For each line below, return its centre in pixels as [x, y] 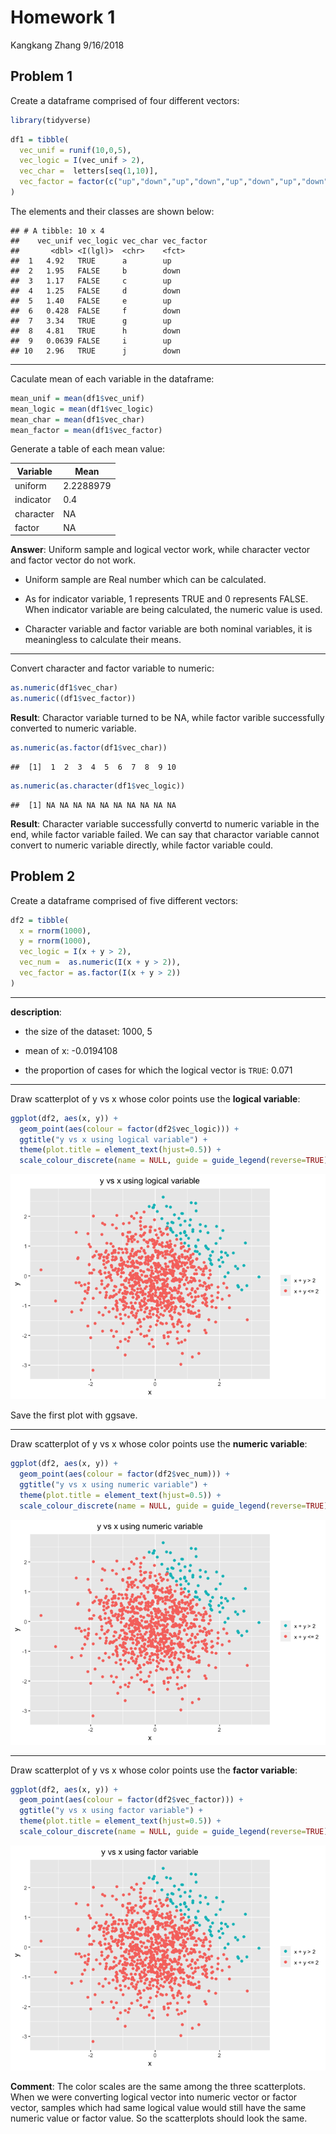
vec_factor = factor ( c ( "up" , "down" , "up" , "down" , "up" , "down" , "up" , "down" [174, 182]
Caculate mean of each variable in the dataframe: [112, 378]
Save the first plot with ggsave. [74, 1415]
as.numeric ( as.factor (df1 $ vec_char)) [89, 748]
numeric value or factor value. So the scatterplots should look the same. [159, 2118]
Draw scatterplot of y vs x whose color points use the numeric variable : [159, 1444]
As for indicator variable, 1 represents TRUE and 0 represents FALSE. [166, 599]
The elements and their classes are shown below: [112, 211]
